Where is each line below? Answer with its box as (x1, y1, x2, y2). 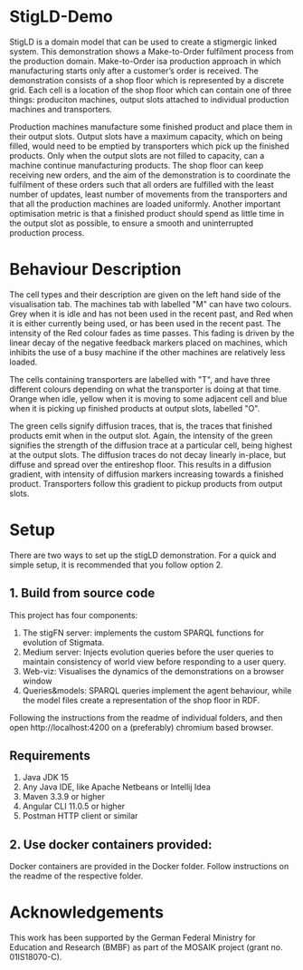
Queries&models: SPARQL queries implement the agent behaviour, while (22, 684, 292, 695)
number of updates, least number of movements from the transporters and (9, 189, 288, 199)
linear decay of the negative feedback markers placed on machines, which (9, 337, 288, 348)
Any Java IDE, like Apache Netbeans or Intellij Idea (22, 781, 211, 792)
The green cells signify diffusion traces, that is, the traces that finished (9, 420, 273, 432)
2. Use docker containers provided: (9, 837, 213, 852)
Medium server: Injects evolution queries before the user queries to (22, 646, 274, 657)
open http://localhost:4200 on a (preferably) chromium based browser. (9, 722, 274, 732)
